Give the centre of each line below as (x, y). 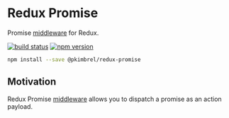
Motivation (32, 82)
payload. (20, 106)
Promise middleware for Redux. (53, 33)
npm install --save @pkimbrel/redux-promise (74, 59)
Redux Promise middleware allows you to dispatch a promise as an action (114, 99)
